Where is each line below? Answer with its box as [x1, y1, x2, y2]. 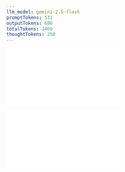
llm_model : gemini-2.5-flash [6, 8, 80, 15]
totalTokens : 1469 [6, 25, 53, 32]
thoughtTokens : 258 [6, 31, 56, 38]
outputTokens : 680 [6, 20, 53, 26]
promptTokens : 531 [6, 15, 53, 21]
